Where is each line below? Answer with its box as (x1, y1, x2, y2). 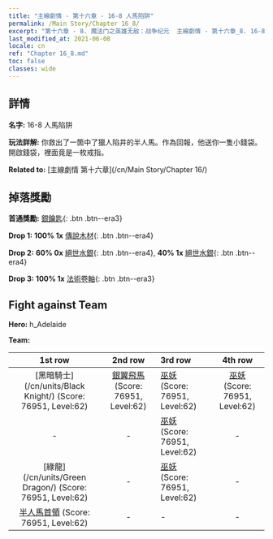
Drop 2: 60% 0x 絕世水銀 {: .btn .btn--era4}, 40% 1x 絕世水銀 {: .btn (8, 248, 234, 258)
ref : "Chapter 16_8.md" (8, 50, 89, 58)
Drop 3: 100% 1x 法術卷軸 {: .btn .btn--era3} (8, 274, 155, 284)
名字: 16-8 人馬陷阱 (8, 119, 73, 130)
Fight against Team (8, 298, 108, 312)
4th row (222, 355, 253, 366)
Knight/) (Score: (24, 390, 85, 402)
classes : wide (8, 65, 57, 73)
